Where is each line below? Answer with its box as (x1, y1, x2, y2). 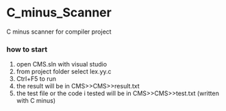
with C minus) (16, 97, 56, 105)
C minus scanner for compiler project (6, 27, 112, 36)
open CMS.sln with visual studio (16, 60, 108, 69)
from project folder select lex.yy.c (16, 67, 112, 76)
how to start (6, 45, 48, 54)
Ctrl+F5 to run (16, 75, 56, 83)
